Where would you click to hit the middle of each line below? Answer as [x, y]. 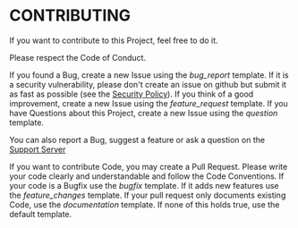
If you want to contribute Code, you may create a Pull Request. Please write [149, 166]
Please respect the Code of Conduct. [77, 57]
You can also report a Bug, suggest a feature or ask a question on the [137, 139]
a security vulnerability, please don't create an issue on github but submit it [148, 84]
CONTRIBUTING [70, 16]
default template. [41, 214]
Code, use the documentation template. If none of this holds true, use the [145, 204]
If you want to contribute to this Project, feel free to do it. [114, 40]
